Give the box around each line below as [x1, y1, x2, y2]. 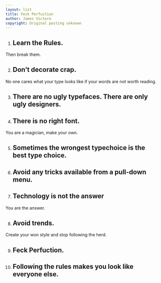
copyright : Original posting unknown [5, 20, 82, 26]
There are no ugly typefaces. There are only [12, 93, 148, 101]
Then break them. [5, 52, 41, 57]
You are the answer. [5, 205, 46, 211]
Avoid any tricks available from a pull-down [12, 168, 147, 176]
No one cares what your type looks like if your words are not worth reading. [5, 78, 157, 84]
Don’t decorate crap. [12, 66, 77, 74]
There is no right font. [12, 117, 80, 125]
